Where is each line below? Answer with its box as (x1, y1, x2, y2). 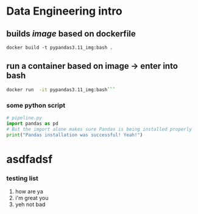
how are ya (15, 187, 44, 195)
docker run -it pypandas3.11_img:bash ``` (6, 86, 116, 92)
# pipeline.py (6, 114, 43, 121)
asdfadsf (6, 152, 53, 166)
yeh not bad (15, 201, 46, 208)
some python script (6, 101, 66, 109)
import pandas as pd (6, 120, 59, 126)
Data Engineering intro (6, 4, 123, 18)
